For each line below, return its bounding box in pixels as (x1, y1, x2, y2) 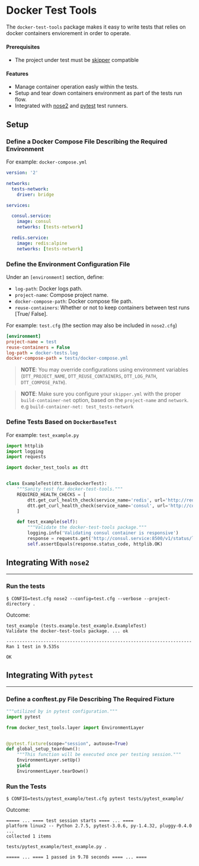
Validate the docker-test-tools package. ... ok (6, 628, 129, 634)
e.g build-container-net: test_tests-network (20, 403, 134, 410)
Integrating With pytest (6, 670, 94, 680)
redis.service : (11, 235, 49, 241)
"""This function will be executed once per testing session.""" (17, 752, 182, 758)
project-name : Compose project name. (14, 291, 108, 298)
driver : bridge (17, 192, 54, 197)
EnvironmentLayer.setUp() (17, 757, 81, 763)
